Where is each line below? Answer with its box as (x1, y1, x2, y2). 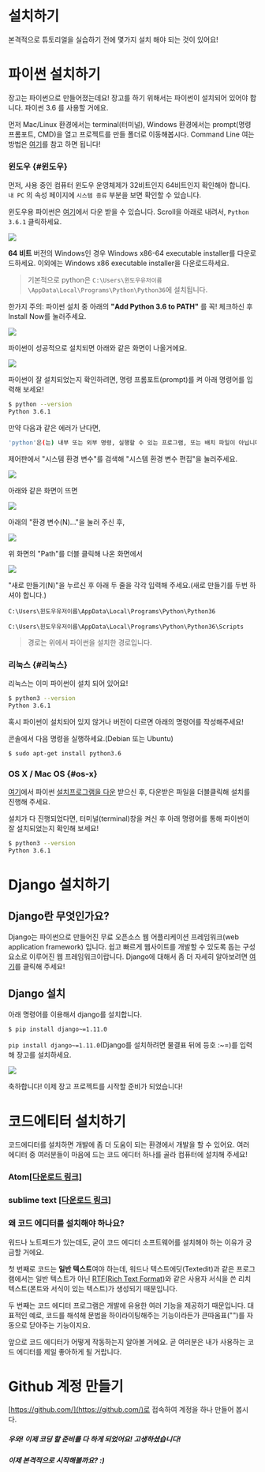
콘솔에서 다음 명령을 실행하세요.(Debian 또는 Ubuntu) (8, 733, 174, 743)
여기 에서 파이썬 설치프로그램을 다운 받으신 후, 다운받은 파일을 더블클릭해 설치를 (8, 787, 251, 797)
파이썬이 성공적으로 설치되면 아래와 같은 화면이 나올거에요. (8, 343, 188, 353)
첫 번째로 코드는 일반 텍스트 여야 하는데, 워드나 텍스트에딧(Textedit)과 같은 (8, 1264, 235, 1273)
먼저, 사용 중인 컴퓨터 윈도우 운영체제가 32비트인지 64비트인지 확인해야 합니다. (8, 181, 251, 190)
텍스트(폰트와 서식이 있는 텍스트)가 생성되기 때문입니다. (8, 1283, 178, 1293)
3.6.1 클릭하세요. (8, 217, 62, 227)
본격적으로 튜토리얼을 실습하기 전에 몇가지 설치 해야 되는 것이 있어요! (8, 35, 218, 44)
